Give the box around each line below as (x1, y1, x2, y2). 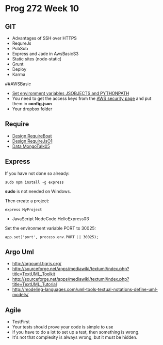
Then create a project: (5, 198, 49, 204)
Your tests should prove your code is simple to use (12, 324, 114, 330)
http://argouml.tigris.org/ (12, 261, 62, 267)
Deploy (12, 66, 27, 72)
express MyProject (5, 207, 42, 212)
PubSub (12, 46, 28, 51)
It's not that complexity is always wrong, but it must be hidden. (12, 334, 138, 340)
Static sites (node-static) (12, 56, 62, 61)
